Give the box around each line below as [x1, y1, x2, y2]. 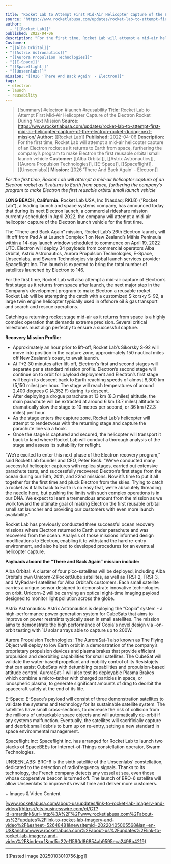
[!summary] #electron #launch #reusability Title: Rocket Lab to [17, 107, 150, 113]
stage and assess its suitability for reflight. [12, 442, 102, 448]
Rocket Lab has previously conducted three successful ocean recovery [5, 521, 155, 527]
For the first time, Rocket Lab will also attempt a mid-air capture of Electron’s [5, 276, 166, 282]
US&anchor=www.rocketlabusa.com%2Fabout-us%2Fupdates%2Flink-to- [5, 827, 162, 833]
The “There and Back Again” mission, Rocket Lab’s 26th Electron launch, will [5, 228, 165, 235]
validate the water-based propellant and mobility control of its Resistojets [5, 658, 159, 664]
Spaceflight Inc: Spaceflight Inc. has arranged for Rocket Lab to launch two [5, 738, 163, 744]
